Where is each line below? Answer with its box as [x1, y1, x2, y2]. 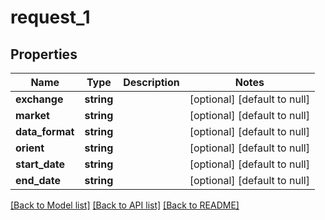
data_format [15, 125, 75, 138]
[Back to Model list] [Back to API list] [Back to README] [10, 199, 240, 211]
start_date [15, 157, 66, 171]
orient [15, 141, 45, 155]
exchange [15, 92, 64, 106]
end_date [15, 174, 62, 187]
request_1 [10, 6, 91, 29]
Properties [10, 46, 78, 63]
